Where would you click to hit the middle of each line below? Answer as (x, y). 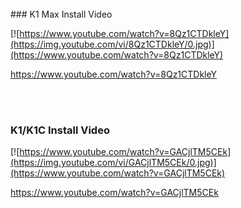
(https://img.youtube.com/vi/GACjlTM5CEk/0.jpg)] (113, 163)
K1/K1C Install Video (60, 130)
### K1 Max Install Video (61, 14)
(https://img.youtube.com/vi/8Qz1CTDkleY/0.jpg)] (112, 44)
